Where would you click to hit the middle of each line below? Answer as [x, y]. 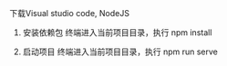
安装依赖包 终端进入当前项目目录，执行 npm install [117, 33]
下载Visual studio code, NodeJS [70, 13]
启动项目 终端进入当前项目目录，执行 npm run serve [120, 52]
